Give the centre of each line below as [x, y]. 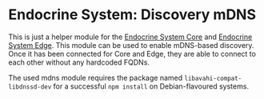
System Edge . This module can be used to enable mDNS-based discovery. [131, 45]
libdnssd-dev [30, 87]
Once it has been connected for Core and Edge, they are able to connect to [132, 53]
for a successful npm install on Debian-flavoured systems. [151, 86]
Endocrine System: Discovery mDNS [132, 15]
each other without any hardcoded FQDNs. [79, 62]
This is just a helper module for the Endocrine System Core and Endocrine [130, 37]
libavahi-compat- [213, 78]
